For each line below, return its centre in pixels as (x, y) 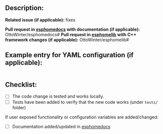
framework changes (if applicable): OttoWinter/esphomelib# (67, 40)
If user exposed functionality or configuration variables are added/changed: (82, 117)
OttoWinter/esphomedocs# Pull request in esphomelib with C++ (71, 34)
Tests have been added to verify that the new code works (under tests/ (85, 102)
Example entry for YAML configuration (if (69, 55)
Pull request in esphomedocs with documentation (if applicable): (73, 29)
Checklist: (21, 85)
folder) (19, 108)
